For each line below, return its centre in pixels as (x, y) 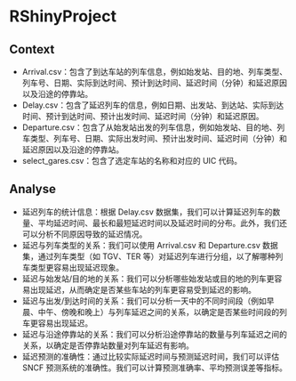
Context (32, 49)
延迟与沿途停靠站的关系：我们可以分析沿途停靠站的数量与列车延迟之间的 (154, 334)
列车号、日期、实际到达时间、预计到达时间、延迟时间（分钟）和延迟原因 (154, 83)
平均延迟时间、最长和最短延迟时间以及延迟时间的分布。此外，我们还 (162, 223)
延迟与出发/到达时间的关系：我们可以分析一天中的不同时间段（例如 (144, 301)
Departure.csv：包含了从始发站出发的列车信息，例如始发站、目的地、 (149, 127)
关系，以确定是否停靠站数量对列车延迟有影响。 (108, 345)
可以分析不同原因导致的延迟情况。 (84, 234)
